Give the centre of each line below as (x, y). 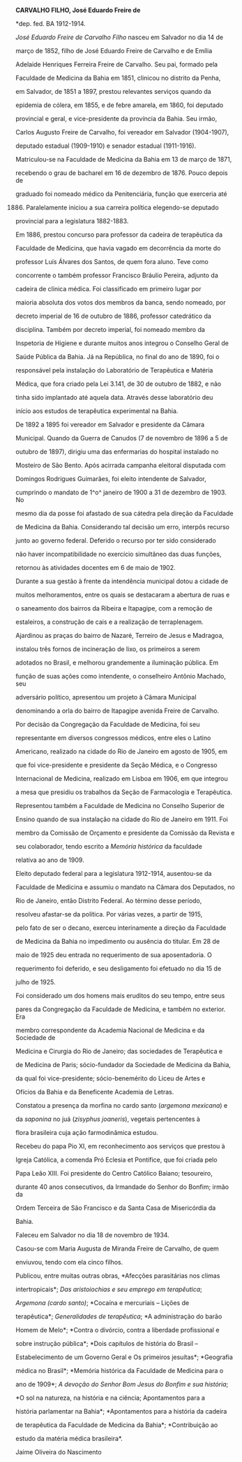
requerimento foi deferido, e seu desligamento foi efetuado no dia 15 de (119, 968)
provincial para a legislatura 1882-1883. (72, 221)
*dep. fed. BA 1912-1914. (51, 23)
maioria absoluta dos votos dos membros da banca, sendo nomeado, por (121, 302)
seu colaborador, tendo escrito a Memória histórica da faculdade (109, 846)
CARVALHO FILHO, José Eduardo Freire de (78, 10)
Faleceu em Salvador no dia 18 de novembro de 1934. (93, 1235)
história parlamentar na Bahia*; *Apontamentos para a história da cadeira (121, 1411)
